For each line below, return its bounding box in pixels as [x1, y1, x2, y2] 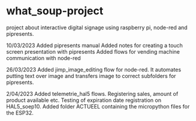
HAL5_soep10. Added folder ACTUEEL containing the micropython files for [6, 103, 190, 110]
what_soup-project [6, 4, 104, 18]
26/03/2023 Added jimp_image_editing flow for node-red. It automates [6, 66, 182, 73]
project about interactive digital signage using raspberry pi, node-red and [6, 24, 188, 31]
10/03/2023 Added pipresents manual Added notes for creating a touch [6, 42, 183, 49]
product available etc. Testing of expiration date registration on [6, 97, 162, 104]
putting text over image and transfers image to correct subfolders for [6, 72, 176, 79]
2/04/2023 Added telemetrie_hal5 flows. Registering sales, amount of [6, 90, 179, 97]
